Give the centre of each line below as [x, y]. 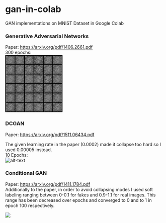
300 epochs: [18, 52]
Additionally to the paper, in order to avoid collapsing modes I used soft [79, 189]
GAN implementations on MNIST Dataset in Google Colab [65, 23]
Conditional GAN [26, 173]
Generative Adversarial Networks [47, 36]
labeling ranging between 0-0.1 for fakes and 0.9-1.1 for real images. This [80, 195]
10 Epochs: [17, 155]
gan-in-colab [33, 9]
